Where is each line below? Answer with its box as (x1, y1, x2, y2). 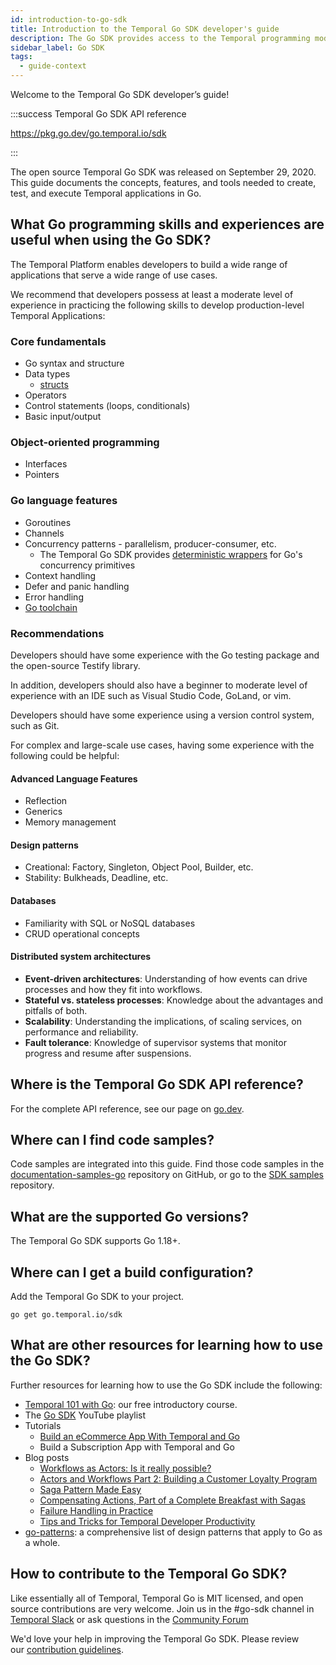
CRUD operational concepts (24, 927, 140, 940)
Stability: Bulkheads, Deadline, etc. (24, 872, 169, 884)
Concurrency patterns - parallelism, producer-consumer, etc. (24, 537, 277, 550)
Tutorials (24, 1419, 62, 1431)
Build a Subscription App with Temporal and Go (39, 1441, 235, 1453)
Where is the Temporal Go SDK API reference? (10, 1076, 304, 1093)
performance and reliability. (24, 1026, 139, 1038)
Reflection (24, 795, 68, 807)
